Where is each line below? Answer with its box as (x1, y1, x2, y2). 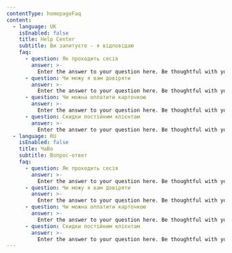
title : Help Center (19, 36, 75, 43)
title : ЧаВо (19, 146, 53, 152)
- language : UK (12, 23, 57, 30)
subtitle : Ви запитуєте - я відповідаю (19, 42, 134, 49)
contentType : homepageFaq (6, 10, 81, 17)
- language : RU (12, 132, 57, 139)
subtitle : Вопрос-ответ (19, 152, 88, 159)
